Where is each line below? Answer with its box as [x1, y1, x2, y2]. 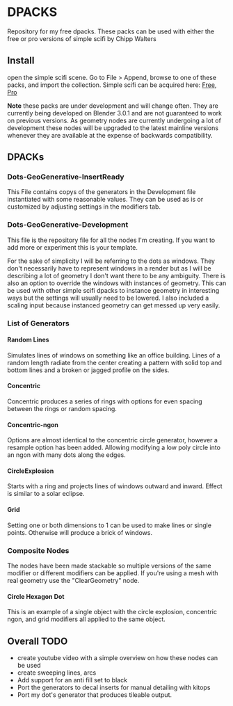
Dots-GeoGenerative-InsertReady [7, 172, 124, 182]
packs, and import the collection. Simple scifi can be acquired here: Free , [7, 81, 217, 89]
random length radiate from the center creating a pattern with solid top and [7, 358, 223, 367]
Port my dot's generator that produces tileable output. [17, 690, 172, 699]
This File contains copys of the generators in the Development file [7, 188, 196, 196]
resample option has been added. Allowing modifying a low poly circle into [7, 443, 221, 452]
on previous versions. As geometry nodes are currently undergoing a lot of [7, 116, 221, 125]
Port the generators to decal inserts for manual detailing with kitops [17, 683, 211, 691]
